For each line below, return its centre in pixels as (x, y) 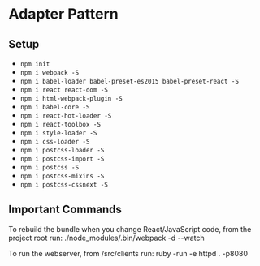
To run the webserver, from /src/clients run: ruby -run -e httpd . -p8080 (128, 253)
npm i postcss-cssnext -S (64, 185)
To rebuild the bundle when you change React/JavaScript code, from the (130, 229)
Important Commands (65, 210)
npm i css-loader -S (55, 142)
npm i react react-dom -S (64, 90)
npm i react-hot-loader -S (66, 116)
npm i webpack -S (50, 73)
